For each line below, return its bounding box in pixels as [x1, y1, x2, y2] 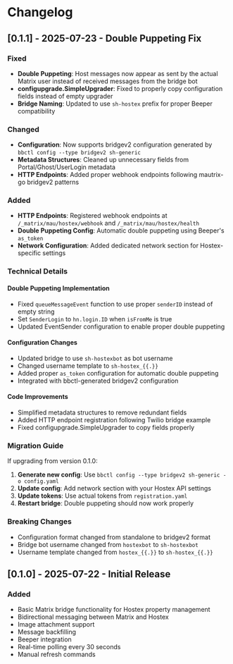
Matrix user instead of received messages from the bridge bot [17, 77, 199, 85]
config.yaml [24, 478, 59, 485]
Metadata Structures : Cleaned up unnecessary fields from [17, 156, 189, 164]
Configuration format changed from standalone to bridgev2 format [17, 533, 211, 541]
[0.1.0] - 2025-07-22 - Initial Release [7, 568, 171, 580]
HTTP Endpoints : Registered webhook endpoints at [17, 211, 168, 220]
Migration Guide [7, 441, 64, 450]
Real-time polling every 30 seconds [17, 643, 121, 651]
